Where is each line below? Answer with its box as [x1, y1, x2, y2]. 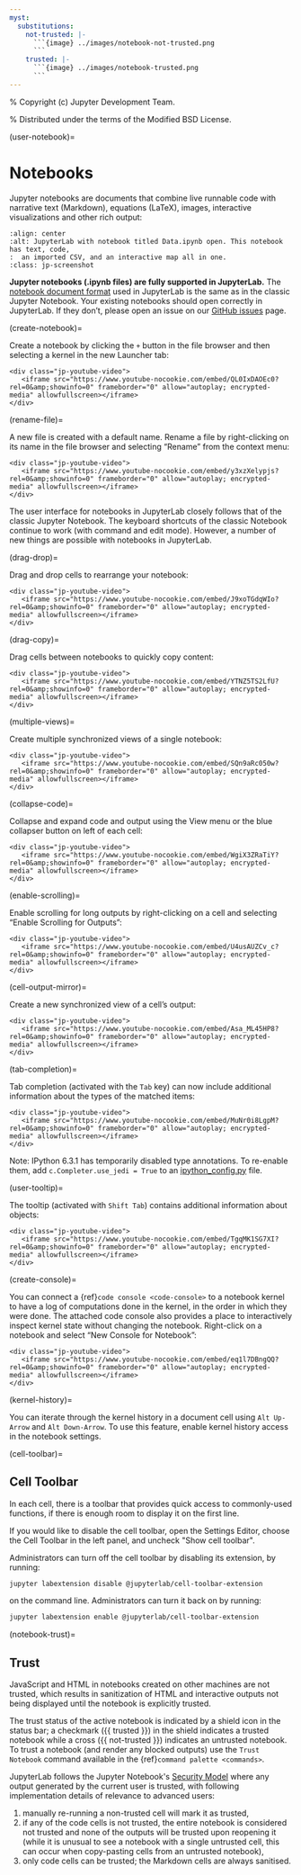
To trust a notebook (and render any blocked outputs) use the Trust [9, 1745, 261, 1755]
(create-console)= [9, 1274, 77, 1285]
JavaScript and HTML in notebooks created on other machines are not [9, 1679, 270, 1690]
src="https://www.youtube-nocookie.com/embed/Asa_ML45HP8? [53, 1024, 279, 1033]
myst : [9, 13, 30, 22]
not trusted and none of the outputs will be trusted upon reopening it [22, 1827, 277, 1838]
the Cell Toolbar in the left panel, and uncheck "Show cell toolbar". [9, 1535, 255, 1546]
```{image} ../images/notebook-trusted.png [32, 64, 199, 73]
